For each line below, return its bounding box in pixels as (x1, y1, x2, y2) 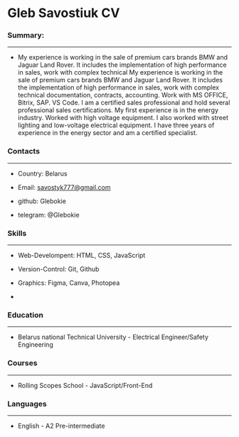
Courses (7, 358, 38, 368)
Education (7, 311, 44, 320)
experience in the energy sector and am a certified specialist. (17, 129, 198, 137)
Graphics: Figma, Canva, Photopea (17, 279, 120, 287)
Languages (7, 399, 48, 409)
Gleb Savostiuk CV (7, 5, 120, 21)
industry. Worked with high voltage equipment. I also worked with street (17, 114, 229, 122)
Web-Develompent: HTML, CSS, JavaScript (17, 251, 146, 260)
